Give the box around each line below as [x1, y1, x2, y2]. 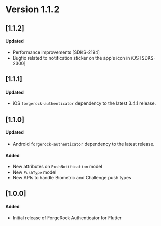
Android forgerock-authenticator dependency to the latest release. [12, 140, 155, 147]
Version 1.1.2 [5, 4, 60, 15]
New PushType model [12, 169, 57, 175]
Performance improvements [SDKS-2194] [12, 49, 100, 55]
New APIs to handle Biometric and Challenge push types [12, 175, 131, 181]
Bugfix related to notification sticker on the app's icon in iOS [12, 54, 139, 61]
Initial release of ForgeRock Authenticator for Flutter [12, 215, 122, 221]
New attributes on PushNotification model [12, 164, 103, 170]
